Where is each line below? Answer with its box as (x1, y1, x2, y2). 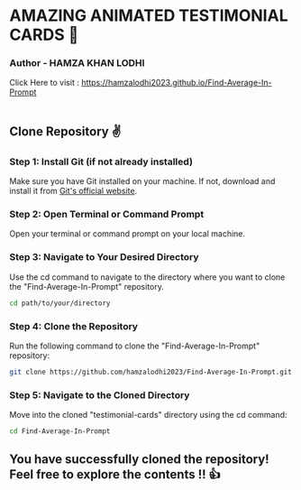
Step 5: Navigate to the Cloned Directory (9, 389, 190, 402)
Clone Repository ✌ (9, 124, 122, 139)
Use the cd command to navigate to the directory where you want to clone (9, 272, 286, 282)
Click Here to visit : (9, 78, 79, 88)
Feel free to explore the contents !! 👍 (9, 467, 221, 483)
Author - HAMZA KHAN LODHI (9, 57, 145, 69)
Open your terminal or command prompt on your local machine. (9, 228, 246, 239)
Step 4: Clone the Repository (9, 319, 138, 332)
